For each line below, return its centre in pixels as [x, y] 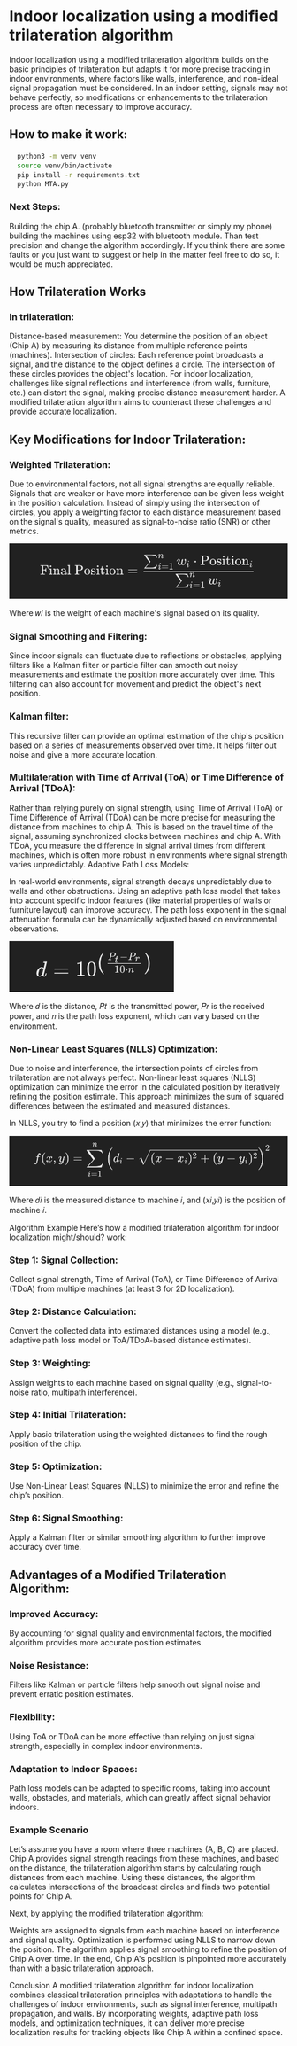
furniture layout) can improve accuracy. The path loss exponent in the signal [148, 909]
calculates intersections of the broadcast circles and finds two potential [139, 1887]
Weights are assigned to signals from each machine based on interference [145, 1931]
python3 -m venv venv [57, 156]
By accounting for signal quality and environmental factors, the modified [141, 1633]
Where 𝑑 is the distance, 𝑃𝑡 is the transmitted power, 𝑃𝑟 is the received [137, 1006]
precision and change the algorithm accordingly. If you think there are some [147, 245]
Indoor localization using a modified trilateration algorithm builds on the [139, 59]
